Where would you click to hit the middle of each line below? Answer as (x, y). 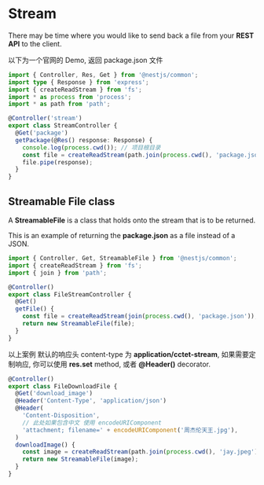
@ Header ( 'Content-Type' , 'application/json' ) (91, 401)
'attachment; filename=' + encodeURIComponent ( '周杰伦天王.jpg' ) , (130, 430)
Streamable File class (62, 201)
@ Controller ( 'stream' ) (45, 119)
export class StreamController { (63, 126)
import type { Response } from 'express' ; (79, 82)
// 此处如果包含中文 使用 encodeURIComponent (92, 423)
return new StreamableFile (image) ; (81, 459)
